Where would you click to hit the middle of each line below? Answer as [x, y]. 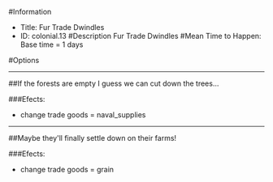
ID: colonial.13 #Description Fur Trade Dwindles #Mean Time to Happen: [141, 36]
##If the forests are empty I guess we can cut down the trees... [114, 83]
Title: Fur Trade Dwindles [62, 27]
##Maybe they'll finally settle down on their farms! [93, 138]
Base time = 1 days [52, 44]
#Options [24, 60]
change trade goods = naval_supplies [83, 115]
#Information [30, 12]
